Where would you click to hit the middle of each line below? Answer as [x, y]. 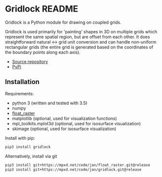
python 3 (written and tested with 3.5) [50, 103]
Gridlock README [42, 9]
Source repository [30, 61]
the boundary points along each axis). [43, 52]
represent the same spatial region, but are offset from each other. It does [78, 37]
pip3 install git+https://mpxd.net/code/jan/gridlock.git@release [73, 170]
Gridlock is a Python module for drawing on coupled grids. [63, 22]
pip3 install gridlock [28, 147]
